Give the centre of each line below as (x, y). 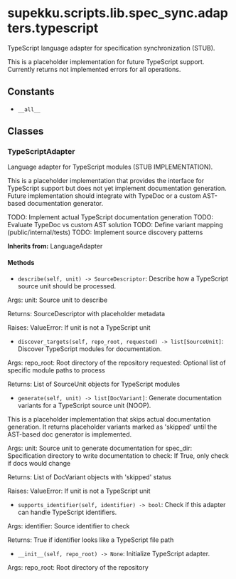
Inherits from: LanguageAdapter (55, 246)
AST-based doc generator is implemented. (70, 434)
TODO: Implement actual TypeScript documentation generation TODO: (111, 217)
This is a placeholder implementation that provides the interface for (106, 181)
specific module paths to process (56, 370)
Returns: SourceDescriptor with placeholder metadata (86, 313)
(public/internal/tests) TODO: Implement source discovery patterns (105, 232)
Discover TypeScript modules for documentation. (90, 349)
